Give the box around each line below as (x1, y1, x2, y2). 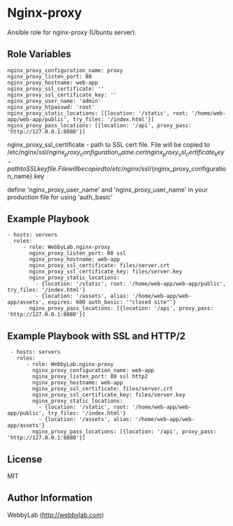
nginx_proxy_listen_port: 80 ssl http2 (32, 373, 149, 381)
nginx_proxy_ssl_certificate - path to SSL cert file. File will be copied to (7, 140, 211, 148)
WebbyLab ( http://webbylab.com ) (7, 511, 105, 519)
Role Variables (7, 48, 71, 60)
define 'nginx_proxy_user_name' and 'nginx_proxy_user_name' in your (7, 185, 208, 194)
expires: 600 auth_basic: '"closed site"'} (47, 299, 176, 306)
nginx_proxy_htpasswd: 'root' (7, 104, 96, 111)
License (7, 453, 43, 465)
